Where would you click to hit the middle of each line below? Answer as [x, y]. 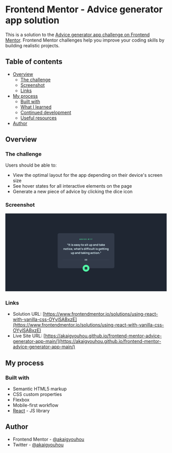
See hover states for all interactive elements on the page [72, 186]
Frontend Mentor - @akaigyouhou [48, 439]
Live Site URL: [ [29, 336]
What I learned [36, 107]
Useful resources [39, 118]
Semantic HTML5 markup [40, 389]
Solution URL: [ [28, 314]
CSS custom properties [37, 394]
